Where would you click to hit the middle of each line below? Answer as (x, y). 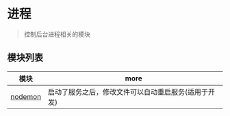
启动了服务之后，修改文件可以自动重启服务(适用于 (128, 91)
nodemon (26, 96)
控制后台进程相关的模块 (57, 34)
